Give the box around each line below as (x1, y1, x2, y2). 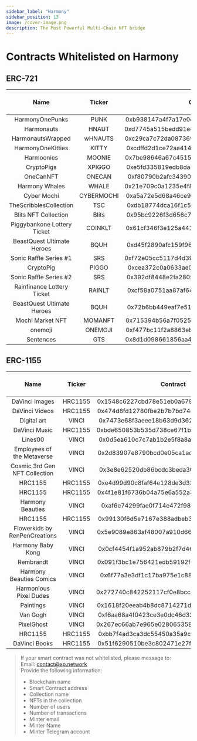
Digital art (19, 417, 47, 425)
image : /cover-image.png (6, 19, 67, 25)
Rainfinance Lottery (14, 283, 69, 291)
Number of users (29, 703, 70, 710)
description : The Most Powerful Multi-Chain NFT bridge (6, 25, 145, 31)
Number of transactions (29, 709, 87, 716)
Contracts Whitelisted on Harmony (6, 50, 179, 63)
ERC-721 (6, 73, 38, 83)
